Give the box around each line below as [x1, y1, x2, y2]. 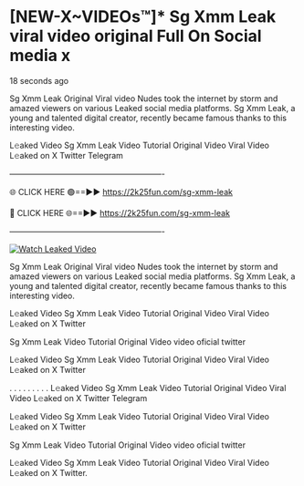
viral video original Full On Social [9, 26, 262, 47]
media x [9, 46, 71, 66]
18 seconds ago [9, 75, 69, 86]
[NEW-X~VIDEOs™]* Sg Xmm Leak [9, 6, 277, 27]
